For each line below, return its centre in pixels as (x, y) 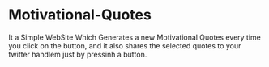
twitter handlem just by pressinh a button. (78, 54)
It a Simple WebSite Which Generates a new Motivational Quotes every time (135, 37)
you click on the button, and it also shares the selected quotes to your (125, 45)
